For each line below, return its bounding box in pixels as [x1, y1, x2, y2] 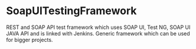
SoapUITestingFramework [6, 4, 137, 18]
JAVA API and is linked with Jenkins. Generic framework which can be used [6, 30, 190, 37]
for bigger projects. [6, 36, 53, 43]
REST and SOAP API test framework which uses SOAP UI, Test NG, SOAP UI [6, 24, 191, 31]
